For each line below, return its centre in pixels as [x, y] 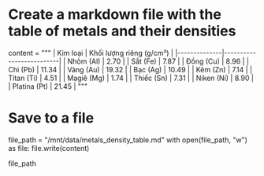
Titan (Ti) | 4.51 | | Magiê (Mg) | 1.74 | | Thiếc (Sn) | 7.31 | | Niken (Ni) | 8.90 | [131, 78]
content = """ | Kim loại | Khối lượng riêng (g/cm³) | [91, 53]
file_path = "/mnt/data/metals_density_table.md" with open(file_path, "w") [128, 140]
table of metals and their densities [122, 31]
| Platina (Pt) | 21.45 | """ [48, 86]
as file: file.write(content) [49, 148]
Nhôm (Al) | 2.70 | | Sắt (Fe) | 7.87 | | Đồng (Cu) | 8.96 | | [158, 61]
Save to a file [51, 118]
